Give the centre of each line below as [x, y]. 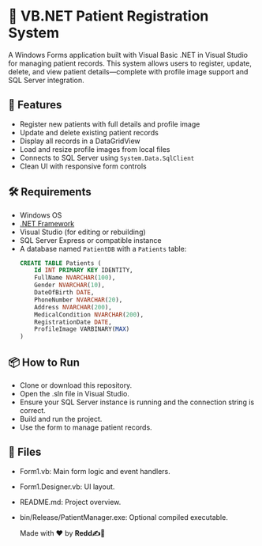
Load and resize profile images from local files [95, 149]
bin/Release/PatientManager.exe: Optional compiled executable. [124, 517]
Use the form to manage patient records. [86, 427]
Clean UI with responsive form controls [83, 166]
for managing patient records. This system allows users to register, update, [130, 63]
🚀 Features [35, 105]
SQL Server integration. [46, 80]
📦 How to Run [44, 362]
